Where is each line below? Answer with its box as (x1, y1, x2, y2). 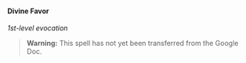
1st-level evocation (7, 23, 68, 33)
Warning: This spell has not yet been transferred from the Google (26, 39, 239, 48)
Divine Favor (7, 6, 49, 16)
